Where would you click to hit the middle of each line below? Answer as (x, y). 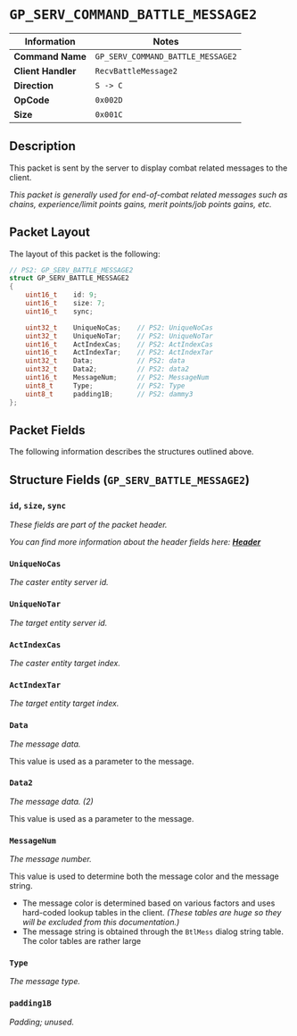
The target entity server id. (58, 622)
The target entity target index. (64, 704)
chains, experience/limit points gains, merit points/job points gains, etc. (140, 204)
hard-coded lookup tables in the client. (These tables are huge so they (152, 913)
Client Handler (45, 71)
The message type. (45, 982)
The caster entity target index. (65, 663)
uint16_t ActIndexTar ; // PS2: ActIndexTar (120, 353)
